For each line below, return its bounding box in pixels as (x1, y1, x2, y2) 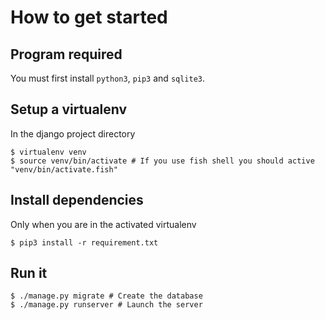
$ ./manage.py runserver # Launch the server (10, 300, 203, 310)
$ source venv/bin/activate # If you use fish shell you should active (10, 156, 315, 166)
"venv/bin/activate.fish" (10, 164, 118, 175)
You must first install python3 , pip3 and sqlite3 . (10, 72, 206, 84)
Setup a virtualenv (10, 101, 128, 118)
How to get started (10, 6, 168, 29)
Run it (10, 265, 48, 282)
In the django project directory (10, 127, 136, 140)
